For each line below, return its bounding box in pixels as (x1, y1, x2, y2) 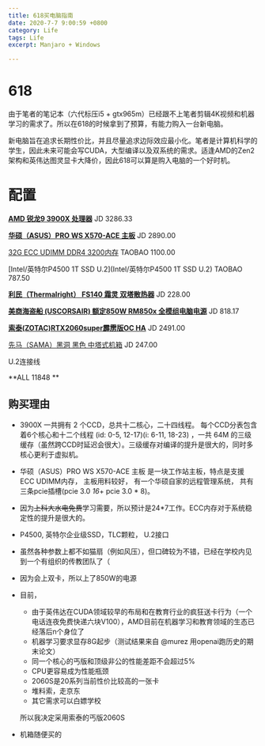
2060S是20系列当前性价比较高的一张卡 (31, 676, 160, 685)
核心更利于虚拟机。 (19, 449, 83, 459)
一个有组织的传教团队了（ (26, 556, 111, 566)
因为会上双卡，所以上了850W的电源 (19, 573, 137, 582)
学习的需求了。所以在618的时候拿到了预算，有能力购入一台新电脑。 (8, 119, 228, 129)
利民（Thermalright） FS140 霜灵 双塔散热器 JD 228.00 (8, 290, 191, 299)
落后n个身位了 (38, 627, 85, 636)
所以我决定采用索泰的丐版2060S (19, 713, 125, 722)
